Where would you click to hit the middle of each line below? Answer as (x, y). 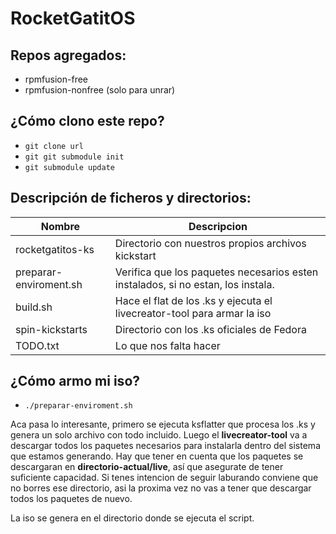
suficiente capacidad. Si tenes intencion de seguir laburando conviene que (164, 478)
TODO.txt (37, 345)
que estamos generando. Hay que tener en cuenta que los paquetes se (157, 456)
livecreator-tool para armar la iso (193, 313)
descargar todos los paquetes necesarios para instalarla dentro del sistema (165, 446)
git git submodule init (74, 157)
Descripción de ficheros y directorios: (131, 198)
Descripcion (218, 226)
